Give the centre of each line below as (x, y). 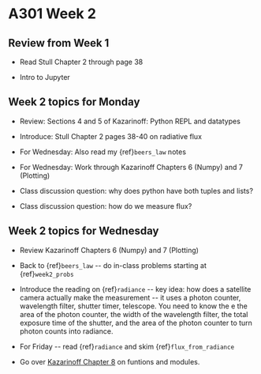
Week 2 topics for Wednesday (84, 231)
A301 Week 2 (52, 14)
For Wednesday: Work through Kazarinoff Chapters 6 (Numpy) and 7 (131, 167)
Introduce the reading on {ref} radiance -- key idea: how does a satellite (135, 289)
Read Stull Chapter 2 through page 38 (81, 62)
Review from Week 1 (59, 43)
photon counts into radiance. (66, 331)
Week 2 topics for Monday (74, 102)
